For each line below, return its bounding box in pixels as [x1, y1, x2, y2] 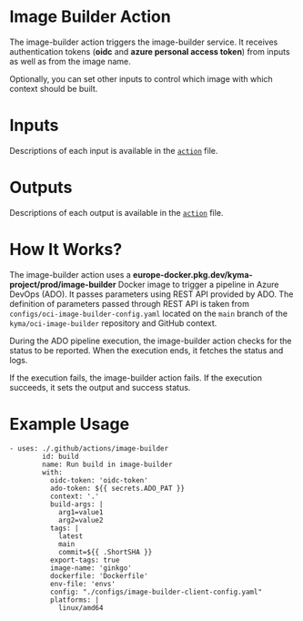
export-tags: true [49, 555, 120, 565]
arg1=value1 [57, 507, 104, 516]
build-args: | [49, 499, 104, 509]
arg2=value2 [57, 515, 104, 524]
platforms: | [49, 595, 100, 605]
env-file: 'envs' [49, 579, 116, 588]
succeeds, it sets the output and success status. [9, 382, 191, 392]
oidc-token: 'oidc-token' [49, 475, 148, 484]
